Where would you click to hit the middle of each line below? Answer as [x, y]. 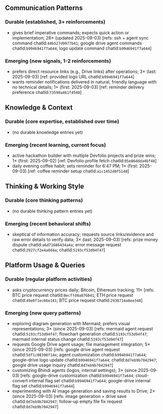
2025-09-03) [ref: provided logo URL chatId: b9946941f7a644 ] [73, 76]
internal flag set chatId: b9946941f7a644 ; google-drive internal [90, 380]
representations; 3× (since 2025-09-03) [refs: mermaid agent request [82, 328]
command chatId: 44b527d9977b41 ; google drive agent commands [77, 43]
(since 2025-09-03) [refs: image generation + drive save [69, 396]
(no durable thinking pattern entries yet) [52, 211]
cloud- [142, 375]
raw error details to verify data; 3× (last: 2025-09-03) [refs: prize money [85, 240]
